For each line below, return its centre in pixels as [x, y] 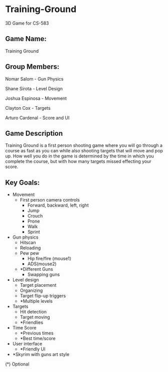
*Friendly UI [33, 349]
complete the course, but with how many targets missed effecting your [78, 161]
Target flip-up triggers [43, 296]
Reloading [30, 248]
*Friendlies [32, 322]
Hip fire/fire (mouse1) [49, 259]
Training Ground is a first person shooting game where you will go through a [84, 145]
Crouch [35, 216]
